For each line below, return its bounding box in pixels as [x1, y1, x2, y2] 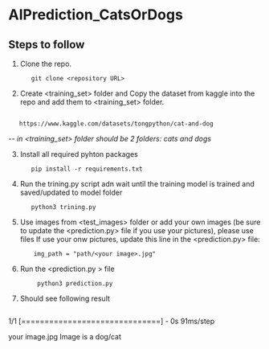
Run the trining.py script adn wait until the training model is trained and [19, 179, 255, 188]
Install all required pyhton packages [19, 150, 138, 158]
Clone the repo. [19, 59, 72, 68]
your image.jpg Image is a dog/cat [8, 332, 122, 341]
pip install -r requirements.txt [31, 165, 143, 173]
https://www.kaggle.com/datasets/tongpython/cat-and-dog [18, 120, 214, 128]
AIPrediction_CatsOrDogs [8, 6, 183, 24]
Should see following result [19, 294, 111, 303]
